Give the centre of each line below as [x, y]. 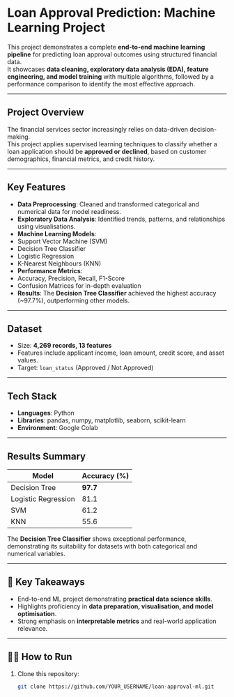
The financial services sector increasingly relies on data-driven [97, 129]
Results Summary [47, 456]
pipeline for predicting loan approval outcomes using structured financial [112, 54]
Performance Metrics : [50, 270]
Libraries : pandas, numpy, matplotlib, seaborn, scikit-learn [101, 420]
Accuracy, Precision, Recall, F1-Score [71, 278]
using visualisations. [46, 226]
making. [19, 137]
